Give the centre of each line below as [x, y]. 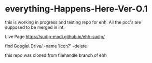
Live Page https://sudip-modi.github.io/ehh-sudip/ [55, 37]
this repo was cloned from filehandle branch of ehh [56, 55]
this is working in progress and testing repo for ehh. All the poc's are [73, 22]
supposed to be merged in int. [35, 27]
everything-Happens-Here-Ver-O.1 [76, 9]
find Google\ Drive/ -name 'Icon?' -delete [46, 46]
